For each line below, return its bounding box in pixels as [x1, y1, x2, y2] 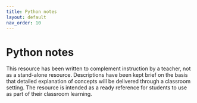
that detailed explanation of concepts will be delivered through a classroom [6, 78, 191, 85]
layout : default [6, 14, 46, 20]
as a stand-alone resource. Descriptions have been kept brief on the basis [6, 71, 188, 79]
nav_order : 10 [6, 20, 42, 26]
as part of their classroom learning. [6, 90, 92, 98]
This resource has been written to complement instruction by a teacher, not [6, 65, 191, 72]
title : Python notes [6, 8, 58, 15]
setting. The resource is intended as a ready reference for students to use [6, 84, 187, 91]
